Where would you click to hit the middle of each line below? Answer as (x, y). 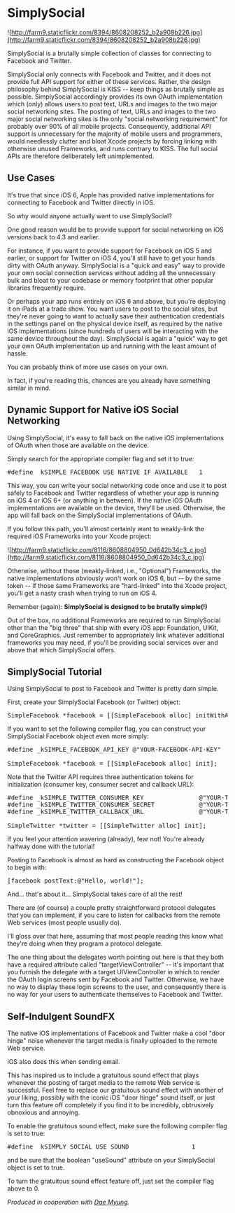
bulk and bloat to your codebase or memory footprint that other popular (111, 280)
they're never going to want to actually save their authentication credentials (116, 316)
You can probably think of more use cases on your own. (88, 367)
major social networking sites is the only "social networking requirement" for (117, 119)
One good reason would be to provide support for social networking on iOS (115, 230)
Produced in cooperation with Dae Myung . (69, 1203)
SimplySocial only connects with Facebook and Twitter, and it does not (109, 74)
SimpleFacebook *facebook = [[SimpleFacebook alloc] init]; (113, 764)
